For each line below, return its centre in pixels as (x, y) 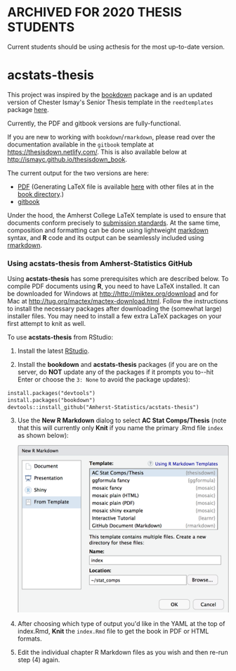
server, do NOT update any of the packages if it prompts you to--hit (116, 372)
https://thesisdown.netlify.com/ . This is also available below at (97, 151)
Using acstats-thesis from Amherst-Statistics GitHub (100, 263)
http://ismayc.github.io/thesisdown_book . (67, 159)
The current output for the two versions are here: (78, 173)
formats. (29, 639)
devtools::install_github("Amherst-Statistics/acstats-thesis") (103, 408)
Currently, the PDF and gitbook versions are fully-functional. (94, 123)
